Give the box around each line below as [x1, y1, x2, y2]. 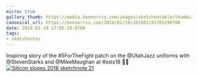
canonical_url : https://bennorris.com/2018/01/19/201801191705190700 [6, 19, 181, 25]
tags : [6, 31, 19, 36]
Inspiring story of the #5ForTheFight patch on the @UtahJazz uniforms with [6, 52, 190, 59]
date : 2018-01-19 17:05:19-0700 [6, 25, 85, 31]
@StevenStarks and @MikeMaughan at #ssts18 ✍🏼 [6, 58, 129, 65]
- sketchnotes [6, 36, 41, 42]
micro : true [6, 8, 35, 15]
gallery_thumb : [6, 14, 44, 20]
